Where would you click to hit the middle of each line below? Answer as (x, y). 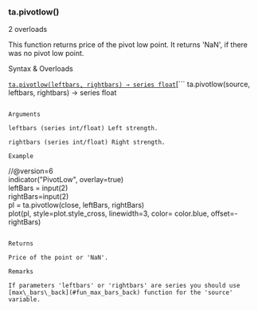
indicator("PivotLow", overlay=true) (66, 180)
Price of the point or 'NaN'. (59, 258)
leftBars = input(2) (38, 188)
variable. (25, 300)
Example (21, 157)
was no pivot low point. (46, 54)
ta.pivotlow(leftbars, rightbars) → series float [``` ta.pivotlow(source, (129, 84)
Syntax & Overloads (41, 69)
